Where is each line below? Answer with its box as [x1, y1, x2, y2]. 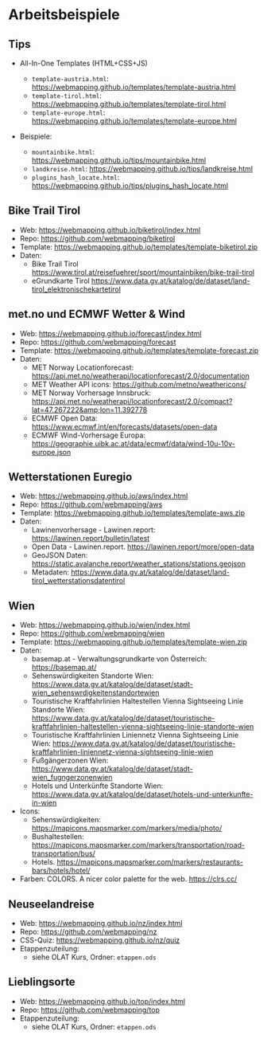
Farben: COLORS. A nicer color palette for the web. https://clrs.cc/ [19, 874, 238, 884]
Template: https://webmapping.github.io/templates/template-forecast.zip [19, 345, 259, 355]
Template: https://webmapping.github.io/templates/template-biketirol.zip [19, 241, 258, 252]
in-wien [31, 798, 57, 808]
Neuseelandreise [8, 897, 95, 911]
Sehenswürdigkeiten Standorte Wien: [31, 671, 154, 680]
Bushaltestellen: [31, 832, 85, 841]
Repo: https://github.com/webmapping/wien [19, 629, 165, 638]
